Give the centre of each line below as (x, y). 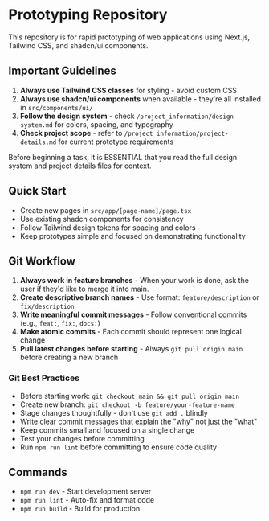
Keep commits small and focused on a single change (107, 430)
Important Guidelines (62, 71)
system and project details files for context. (80, 166)
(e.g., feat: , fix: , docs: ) (60, 323)
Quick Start (37, 191)
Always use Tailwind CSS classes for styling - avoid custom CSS (128, 90)
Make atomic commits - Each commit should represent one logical (131, 332)
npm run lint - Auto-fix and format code (87, 500)
